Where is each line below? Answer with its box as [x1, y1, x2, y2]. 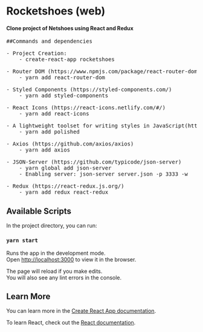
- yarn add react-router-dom [19, 74, 106, 81]
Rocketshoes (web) [6, 4, 106, 18]
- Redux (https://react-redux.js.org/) [6, 183, 124, 190]
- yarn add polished [19, 129, 80, 135]
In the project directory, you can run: [6, 222, 97, 229]
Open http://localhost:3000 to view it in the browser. [6, 255, 137, 263]
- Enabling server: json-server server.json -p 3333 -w [19, 171, 188, 177]
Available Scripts [6, 206, 71, 216]
